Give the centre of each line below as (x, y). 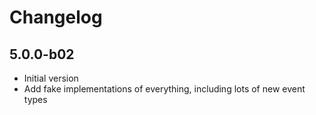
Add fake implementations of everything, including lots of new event (164, 89)
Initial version (51, 78)
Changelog (56, 17)
